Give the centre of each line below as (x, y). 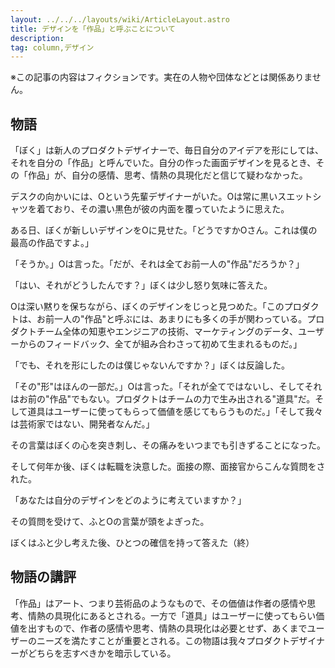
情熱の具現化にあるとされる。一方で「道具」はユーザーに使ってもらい (172, 615)
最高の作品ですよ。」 (52, 243)
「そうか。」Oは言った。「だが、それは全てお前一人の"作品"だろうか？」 (157, 264)
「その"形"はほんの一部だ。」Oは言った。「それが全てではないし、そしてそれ (166, 387)
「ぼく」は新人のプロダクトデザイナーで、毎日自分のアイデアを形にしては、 (167, 150)
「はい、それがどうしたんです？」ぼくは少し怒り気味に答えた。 (141, 285)
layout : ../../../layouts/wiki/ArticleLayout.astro (120, 19)
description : (37, 38)
